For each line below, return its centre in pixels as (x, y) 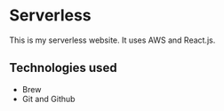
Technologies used (63, 68)
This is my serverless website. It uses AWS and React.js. (112, 40)
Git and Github (48, 99)
